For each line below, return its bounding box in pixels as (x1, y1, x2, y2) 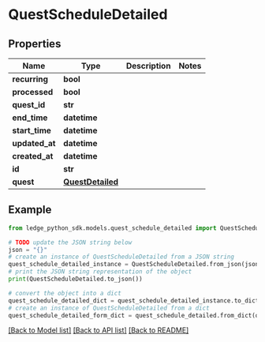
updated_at (12, 138, 56, 148)
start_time (12, 125, 51, 136)
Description (125, 61, 171, 71)
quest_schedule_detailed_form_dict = (8, 311, 132, 319)
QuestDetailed (62, 176, 119, 187)
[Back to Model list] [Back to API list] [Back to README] (8, 325, 189, 335)
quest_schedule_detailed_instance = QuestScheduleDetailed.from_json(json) (8, 261, 263, 269)
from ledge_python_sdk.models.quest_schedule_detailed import (8, 224, 217, 232)
